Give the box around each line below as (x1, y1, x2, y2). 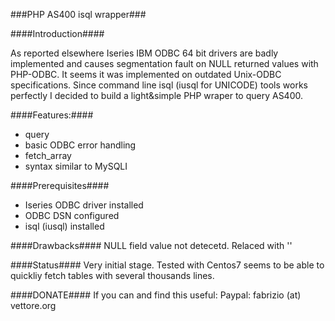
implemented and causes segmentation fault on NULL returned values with (10, 58, 319, 69)
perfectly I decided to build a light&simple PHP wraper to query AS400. (10, 90, 303, 101)
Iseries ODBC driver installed (24, 199, 144, 211)
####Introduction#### (10, 28, 105, 39)
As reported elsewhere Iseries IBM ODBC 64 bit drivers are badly (10, 47, 279, 59)
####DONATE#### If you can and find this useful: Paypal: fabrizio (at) (10, 289, 302, 301)
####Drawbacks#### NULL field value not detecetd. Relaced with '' (10, 240, 293, 251)
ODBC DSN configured (24, 210, 120, 221)
